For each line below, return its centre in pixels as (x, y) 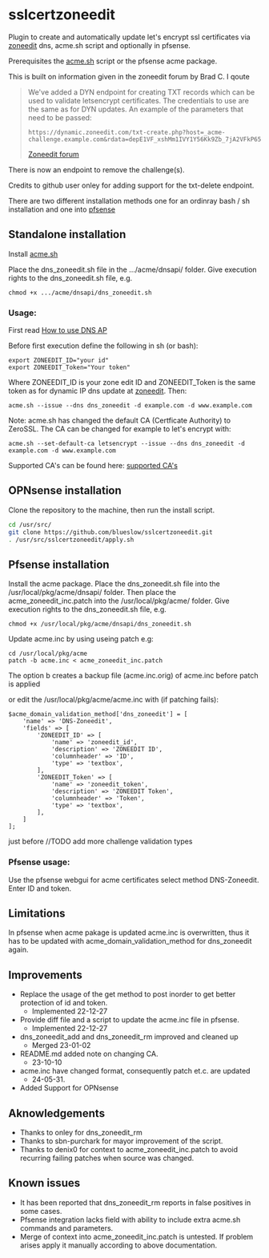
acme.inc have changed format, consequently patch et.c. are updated (135, 1071)
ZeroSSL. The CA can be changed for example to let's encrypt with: (120, 429)
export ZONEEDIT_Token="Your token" (69, 368)
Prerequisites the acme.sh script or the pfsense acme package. (113, 61)
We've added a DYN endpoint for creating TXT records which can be (141, 92)
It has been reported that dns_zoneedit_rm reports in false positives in (135, 1202)
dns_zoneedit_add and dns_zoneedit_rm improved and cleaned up (129, 1037)
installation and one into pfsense (62, 209)
